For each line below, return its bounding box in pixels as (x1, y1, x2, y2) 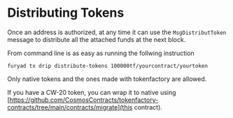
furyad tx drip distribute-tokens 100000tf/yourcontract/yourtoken (7, 62, 209, 69)
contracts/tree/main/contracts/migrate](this (7, 103, 133, 111)
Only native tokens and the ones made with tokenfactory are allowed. (7, 75, 207, 83)
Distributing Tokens (7, 5, 125, 21)
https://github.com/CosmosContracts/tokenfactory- (9, 96, 159, 104)
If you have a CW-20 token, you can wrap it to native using (7, 88, 176, 96)
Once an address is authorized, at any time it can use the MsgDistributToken (7, 28, 227, 36)
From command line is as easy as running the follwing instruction (7, 49, 195, 57)
